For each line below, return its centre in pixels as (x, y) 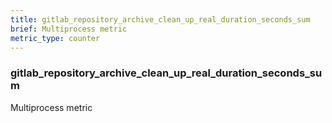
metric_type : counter (55, 38)
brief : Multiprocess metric (69, 29)
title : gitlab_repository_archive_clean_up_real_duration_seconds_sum (160, 19)
